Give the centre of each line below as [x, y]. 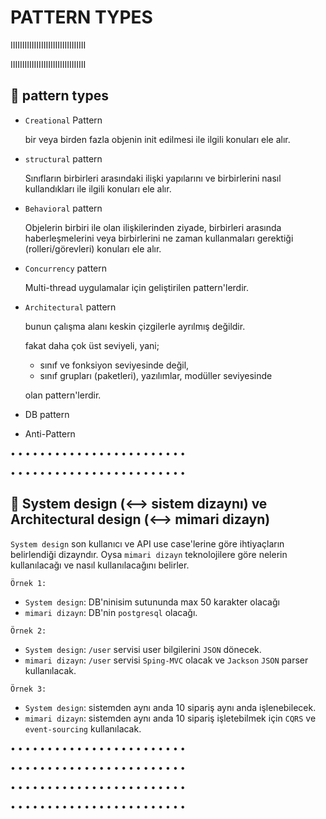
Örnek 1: [28, 583]
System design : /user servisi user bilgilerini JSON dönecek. [143, 649]
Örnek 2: [28, 631]
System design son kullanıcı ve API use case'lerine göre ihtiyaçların [147, 543]
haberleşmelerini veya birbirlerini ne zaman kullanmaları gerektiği [159, 238]
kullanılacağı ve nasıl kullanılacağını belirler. [100, 565]
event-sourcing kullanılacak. [83, 728]
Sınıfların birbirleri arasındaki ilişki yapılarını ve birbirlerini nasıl [153, 178]
